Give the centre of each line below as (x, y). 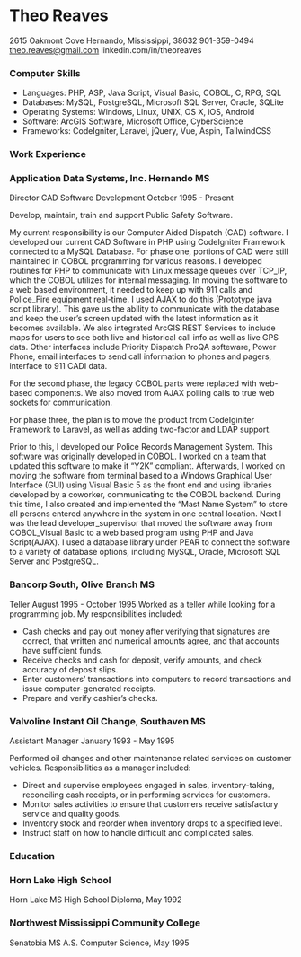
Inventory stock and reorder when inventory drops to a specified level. (152, 823)
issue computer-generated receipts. (89, 689)
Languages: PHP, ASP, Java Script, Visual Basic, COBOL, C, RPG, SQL (152, 93)
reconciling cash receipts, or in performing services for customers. (146, 795)
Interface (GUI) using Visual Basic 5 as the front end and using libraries (141, 485)
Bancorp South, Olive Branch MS (82, 584)
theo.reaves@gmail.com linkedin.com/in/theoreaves (106, 49)
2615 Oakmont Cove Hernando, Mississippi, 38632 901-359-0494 (132, 40)
